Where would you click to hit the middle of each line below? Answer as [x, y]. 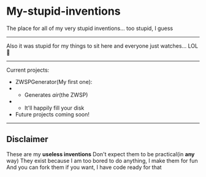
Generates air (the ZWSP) [56, 95]
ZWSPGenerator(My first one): [54, 81]
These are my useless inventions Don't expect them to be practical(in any [101, 154]
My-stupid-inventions [63, 11]
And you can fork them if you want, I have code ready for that [84, 167]
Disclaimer [27, 139]
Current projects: [28, 70]
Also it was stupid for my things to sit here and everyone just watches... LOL [102, 46]
